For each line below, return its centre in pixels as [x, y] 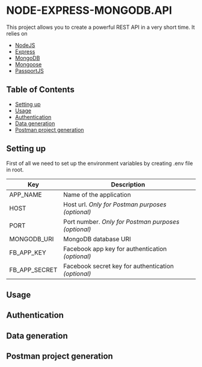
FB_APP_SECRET [33, 270]
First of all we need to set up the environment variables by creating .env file [100, 163]
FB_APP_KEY [28, 252]
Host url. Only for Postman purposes [115, 204]
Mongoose [28, 64]
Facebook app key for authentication [115, 248]
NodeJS [25, 45]
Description [128, 184]
